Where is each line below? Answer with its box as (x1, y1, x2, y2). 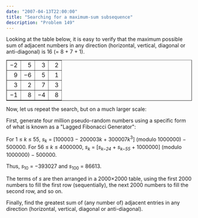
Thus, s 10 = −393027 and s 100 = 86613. (6, 163, 102, 171)
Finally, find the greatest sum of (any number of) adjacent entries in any (6, 199, 180, 206)
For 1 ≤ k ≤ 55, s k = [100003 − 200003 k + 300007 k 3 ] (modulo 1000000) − (6, 135, 187, 144)
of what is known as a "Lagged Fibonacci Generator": (6, 123, 137, 130)
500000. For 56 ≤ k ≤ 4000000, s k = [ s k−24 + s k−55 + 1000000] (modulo (6, 143, 182, 152)
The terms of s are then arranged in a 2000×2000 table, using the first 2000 (6, 175, 192, 183)
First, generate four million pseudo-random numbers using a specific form (6, 117, 186, 124)
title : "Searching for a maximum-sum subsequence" (6, 14, 133, 20)
